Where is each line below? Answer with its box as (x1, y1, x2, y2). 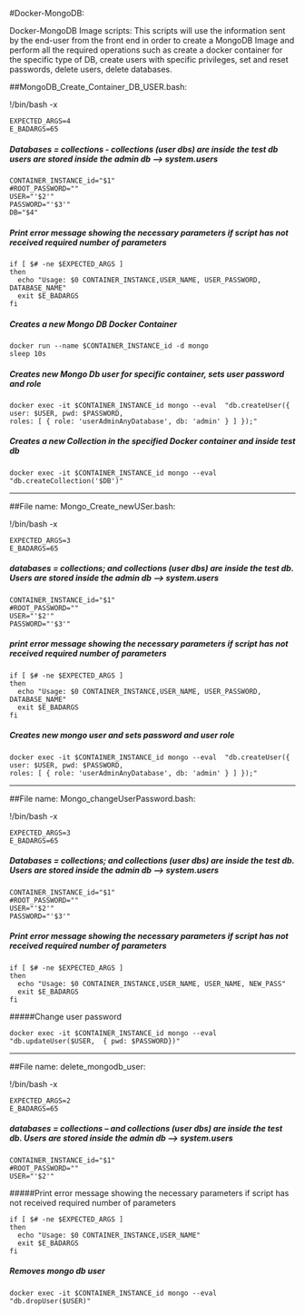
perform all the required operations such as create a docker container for (9, 44, 283, 55)
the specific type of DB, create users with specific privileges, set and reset (9, 54, 289, 64)
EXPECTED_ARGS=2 (9, 1096, 71, 1105)
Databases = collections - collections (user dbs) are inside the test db (9, 143, 279, 154)
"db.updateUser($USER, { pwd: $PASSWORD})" (9, 1036, 181, 1045)
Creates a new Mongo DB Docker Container (9, 318, 178, 330)
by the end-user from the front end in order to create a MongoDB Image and (9, 35, 295, 45)
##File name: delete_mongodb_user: (9, 1061, 146, 1072)
